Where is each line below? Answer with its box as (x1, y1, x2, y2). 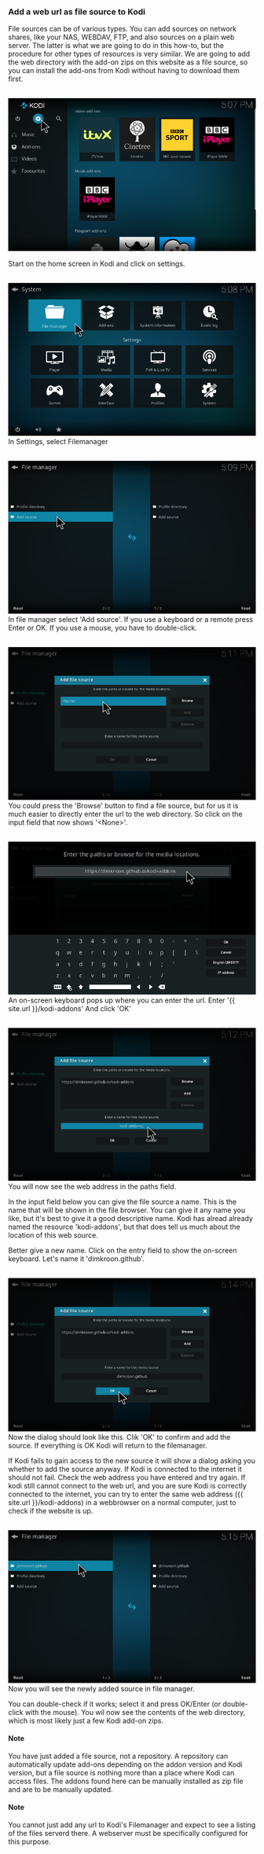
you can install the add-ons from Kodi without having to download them (8, 66, 240, 75)
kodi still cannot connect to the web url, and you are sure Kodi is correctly (8, 1481, 247, 1490)
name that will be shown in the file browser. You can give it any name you (8, 1205, 246, 1215)
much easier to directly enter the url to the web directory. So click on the (8, 809, 243, 819)
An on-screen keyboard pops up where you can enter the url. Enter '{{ (8, 995, 236, 1005)
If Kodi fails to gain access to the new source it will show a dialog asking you (8, 1455, 256, 1465)
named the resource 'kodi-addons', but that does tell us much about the (8, 1222, 241, 1232)
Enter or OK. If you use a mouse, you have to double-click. (8, 624, 198, 633)
